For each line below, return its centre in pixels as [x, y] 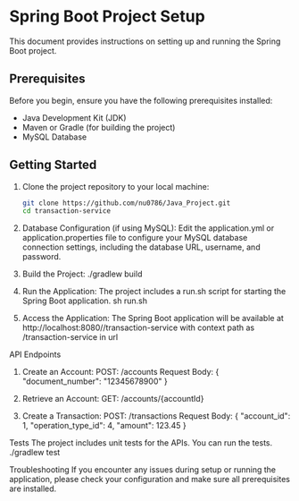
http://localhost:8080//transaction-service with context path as [138, 327]
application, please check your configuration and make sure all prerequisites [149, 480]
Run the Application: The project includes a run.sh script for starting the [154, 292]
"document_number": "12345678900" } [95, 381]
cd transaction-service [66, 211]
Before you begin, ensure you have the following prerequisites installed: [141, 100]
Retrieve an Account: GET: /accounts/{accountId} [113, 399]
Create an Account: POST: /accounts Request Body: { [120, 372]
